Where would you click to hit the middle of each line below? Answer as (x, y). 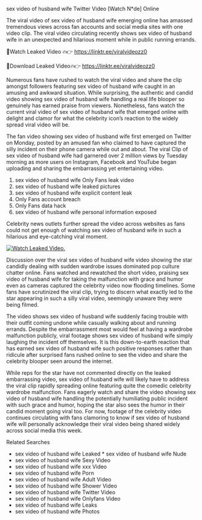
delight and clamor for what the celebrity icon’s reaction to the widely (92, 118)
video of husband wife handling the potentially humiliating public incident (97, 398)
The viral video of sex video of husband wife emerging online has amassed (99, 20)
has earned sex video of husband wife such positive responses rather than (99, 348)
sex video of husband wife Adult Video (63, 479)
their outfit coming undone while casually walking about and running (91, 323)
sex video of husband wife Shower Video (66, 486)
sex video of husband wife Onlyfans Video (68, 499)
